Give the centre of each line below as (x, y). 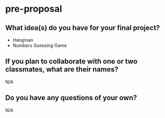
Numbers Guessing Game (40, 45)
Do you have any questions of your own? (71, 98)
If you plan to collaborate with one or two (71, 62)
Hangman (23, 40)
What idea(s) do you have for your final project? (83, 28)
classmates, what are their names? (62, 69)
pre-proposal (34, 9)
